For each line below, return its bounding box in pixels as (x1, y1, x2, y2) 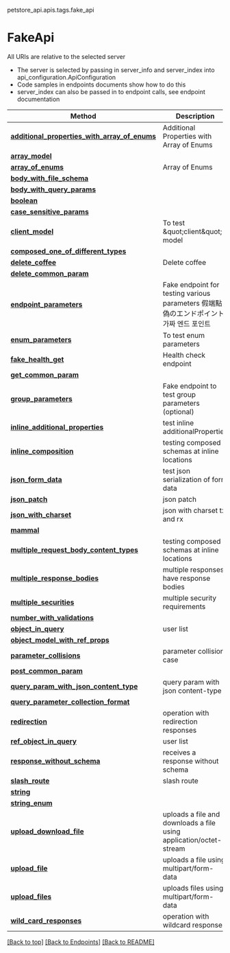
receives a (162, 748, 196, 757)
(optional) (162, 406, 194, 416)
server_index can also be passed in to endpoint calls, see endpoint (16, 87, 205, 95)
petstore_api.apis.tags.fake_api (7, 6, 94, 14)
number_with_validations (10, 612, 94, 622)
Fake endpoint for (162, 279, 220, 289)
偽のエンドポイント (162, 308, 225, 318)
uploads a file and (162, 810, 220, 819)
